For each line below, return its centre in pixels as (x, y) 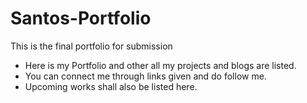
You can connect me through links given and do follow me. (145, 76)
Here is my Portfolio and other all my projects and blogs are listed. (160, 65)
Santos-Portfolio (81, 18)
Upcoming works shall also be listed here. (111, 86)
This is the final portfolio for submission (91, 46)
